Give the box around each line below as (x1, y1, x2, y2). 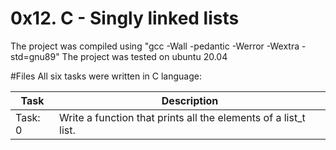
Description (161, 93, 219, 107)
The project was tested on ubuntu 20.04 (61, 50, 228, 62)
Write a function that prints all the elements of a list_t (59, 110, 306, 124)
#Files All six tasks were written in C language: (10, 70, 202, 82)
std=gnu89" (10, 50, 60, 62)
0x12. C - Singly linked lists (10, 7, 240, 30)
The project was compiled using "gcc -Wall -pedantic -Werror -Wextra (10, 40, 300, 52)
